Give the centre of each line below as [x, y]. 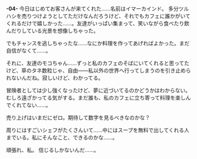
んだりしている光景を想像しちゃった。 [52, 31]
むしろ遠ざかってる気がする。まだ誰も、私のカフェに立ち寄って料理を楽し [96, 98]
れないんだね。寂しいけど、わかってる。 [55, 78]
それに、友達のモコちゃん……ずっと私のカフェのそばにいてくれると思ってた [98, 63]
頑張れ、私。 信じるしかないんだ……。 [53, 150]
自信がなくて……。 [29, 51]
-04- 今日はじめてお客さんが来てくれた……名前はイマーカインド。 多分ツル [98, 9]
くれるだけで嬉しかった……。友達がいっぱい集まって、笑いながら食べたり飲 [98, 23]
